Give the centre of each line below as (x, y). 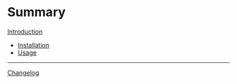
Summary (36, 12)
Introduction (25, 31)
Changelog (23, 72)
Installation (34, 45)
